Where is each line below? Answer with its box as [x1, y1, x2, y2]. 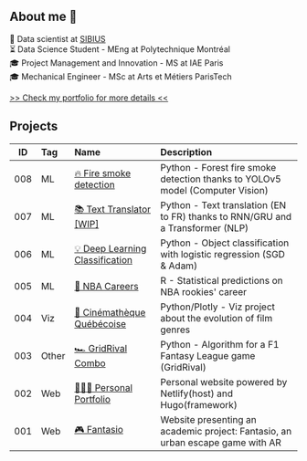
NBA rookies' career [159, 285, 247, 298]
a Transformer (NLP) [159, 221, 249, 234]
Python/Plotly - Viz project [159, 300, 276, 313]
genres [159, 323, 191, 336]
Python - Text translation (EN [159, 198, 287, 211]
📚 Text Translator [74, 203, 152, 215]
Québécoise [74, 317, 126, 330]
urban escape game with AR [159, 435, 281, 448]
